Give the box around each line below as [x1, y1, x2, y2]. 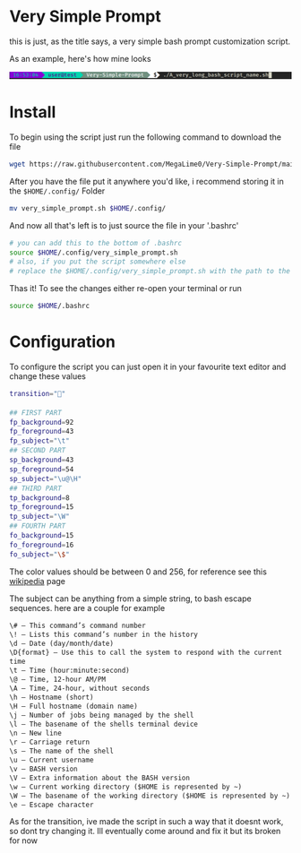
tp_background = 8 [9, 493, 70, 503]
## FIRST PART [9, 408, 63, 418]
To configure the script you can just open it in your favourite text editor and [9, 361, 287, 372]
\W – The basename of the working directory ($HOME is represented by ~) [9, 791, 291, 800]
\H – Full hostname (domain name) [9, 702, 139, 711]
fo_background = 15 [9, 531, 74, 540]
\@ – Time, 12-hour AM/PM [9, 675, 106, 684]
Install [9, 102, 56, 123]
